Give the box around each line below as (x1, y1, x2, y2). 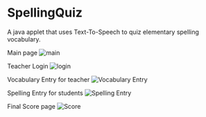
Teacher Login (7, 62, 49, 70)
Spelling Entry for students (7, 89, 83, 97)
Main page (7, 48, 38, 57)
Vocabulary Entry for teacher (7, 75, 90, 84)
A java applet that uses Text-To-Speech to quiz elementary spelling (7, 28, 200, 36)
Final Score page (7, 102, 55, 110)
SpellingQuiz (7, 5, 83, 21)
